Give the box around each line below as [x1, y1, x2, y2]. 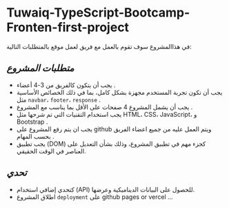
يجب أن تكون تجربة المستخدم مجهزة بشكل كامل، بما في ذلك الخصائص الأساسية [16, 88, 223, 96]
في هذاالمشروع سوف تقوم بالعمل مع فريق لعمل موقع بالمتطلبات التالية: [6, 42, 192, 50]
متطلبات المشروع [6, 62, 74, 74]
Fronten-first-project [6, 19, 129, 35]
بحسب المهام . [16, 132, 54, 140]
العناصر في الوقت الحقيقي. [16, 146, 87, 155]
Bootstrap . [16, 117, 48, 126]
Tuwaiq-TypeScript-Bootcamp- [6, 5, 190, 21]
